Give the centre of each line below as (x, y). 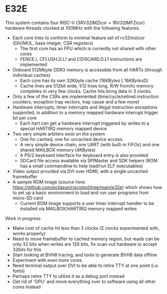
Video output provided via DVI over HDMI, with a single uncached (80, 171)
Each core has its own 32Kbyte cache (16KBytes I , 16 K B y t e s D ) (84, 80)
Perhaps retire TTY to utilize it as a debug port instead (68, 276)
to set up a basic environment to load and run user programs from (80, 192)
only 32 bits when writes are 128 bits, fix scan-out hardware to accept (85, 244)
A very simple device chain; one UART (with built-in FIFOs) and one (90, 144)
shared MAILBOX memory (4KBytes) (58, 150)
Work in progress (23, 218)
